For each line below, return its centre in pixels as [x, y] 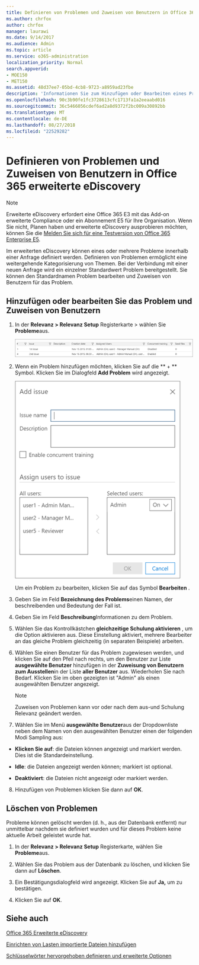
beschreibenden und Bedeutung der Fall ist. [68, 606]
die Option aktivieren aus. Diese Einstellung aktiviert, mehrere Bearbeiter [103, 635]
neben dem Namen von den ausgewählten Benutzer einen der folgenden [103, 731]
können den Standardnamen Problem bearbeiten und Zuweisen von [89, 276]
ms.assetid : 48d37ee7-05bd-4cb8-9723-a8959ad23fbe [70, 88]
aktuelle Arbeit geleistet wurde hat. [49, 835]
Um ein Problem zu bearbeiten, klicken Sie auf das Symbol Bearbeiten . [102, 588]
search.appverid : [28, 69]
